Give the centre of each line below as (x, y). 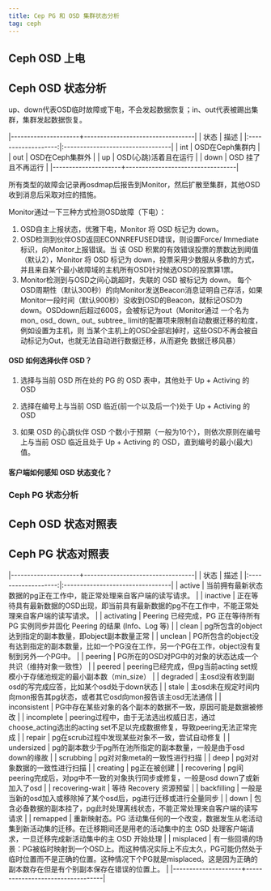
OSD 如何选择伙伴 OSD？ (50, 361)
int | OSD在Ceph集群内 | (220, 147)
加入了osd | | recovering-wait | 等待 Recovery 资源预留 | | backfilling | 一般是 (135, 788)
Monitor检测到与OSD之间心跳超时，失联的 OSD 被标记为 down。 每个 (136, 280)
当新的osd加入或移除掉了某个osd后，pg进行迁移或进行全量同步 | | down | (131, 798)
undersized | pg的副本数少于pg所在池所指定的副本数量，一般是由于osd (127, 747)
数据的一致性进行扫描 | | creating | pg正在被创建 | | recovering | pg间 (129, 768)
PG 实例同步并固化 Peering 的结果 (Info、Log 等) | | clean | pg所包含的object (135, 626)
